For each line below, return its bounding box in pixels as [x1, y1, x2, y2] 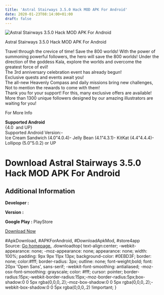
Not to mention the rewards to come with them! [5, 85, 100, 91]
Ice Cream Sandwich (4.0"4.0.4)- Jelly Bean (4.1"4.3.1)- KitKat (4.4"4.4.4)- [5, 135, 154, 141]
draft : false [5, 16, 32, 21]
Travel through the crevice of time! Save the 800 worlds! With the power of [5, 48, 156, 54]
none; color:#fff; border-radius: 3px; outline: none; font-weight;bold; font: [5, 258, 153, 264]
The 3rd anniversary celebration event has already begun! [5, 69, 122, 75]
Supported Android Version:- [5, 130, 63, 136]
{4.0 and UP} [5, 125, 33, 130]
